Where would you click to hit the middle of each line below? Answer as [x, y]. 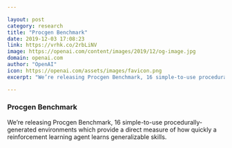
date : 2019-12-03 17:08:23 [46, 39]
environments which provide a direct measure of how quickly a [127, 129]
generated [22, 129]
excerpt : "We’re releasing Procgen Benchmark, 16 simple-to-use [101, 77]
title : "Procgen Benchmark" [48, 32]
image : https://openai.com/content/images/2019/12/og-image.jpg [101, 52]
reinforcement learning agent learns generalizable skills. [87, 137]
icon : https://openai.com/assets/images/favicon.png [85, 71]
